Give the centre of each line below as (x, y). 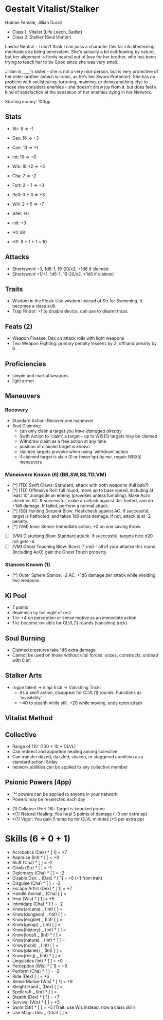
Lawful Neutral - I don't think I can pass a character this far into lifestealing (80, 46)
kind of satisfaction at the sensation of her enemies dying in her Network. (79, 92)
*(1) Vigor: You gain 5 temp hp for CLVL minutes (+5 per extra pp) (78, 819)
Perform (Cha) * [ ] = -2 (36, 971)
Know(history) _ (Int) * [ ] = (39, 929)
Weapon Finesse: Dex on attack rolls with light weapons (68, 338)
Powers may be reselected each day (49, 799)
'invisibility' (31, 697)
